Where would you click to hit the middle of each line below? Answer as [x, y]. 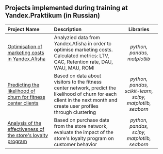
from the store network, [81, 126]
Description [68, 29]
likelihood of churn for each [85, 94]
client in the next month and [86, 100]
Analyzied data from [77, 37]
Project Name [24, 29]
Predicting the [24, 85]
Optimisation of [25, 47]
